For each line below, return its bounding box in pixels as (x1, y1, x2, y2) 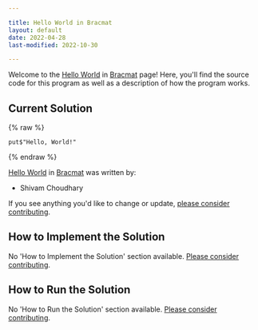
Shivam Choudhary (19, 183, 84, 193)
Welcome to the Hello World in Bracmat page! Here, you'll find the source (8, 70, 250, 80)
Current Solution (8, 101, 93, 115)
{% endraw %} (8, 153, 58, 162)
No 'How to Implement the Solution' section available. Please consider (8, 251, 240, 260)
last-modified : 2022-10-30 (8, 41, 98, 49)
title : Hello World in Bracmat (8, 18, 113, 26)
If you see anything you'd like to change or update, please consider (8, 199, 230, 209)
